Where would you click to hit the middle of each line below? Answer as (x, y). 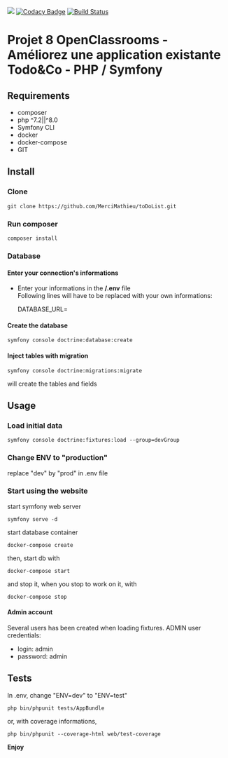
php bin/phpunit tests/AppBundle (56, 708)
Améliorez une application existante (114, 55)
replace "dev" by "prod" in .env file (58, 473)
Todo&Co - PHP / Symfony (85, 70)
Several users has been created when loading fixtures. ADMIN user (104, 628)
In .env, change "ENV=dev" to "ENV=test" (67, 695)
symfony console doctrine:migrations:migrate (74, 371)
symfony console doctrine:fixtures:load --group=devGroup (93, 440)
